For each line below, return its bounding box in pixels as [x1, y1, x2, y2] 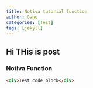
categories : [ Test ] [6, 19, 54, 25]
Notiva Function [6, 64, 53, 72]
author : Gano [6, 14, 38, 20]
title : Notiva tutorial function [6, 8, 88, 15]
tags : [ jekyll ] [6, 25, 43, 31]
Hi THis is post [6, 46, 60, 56]
